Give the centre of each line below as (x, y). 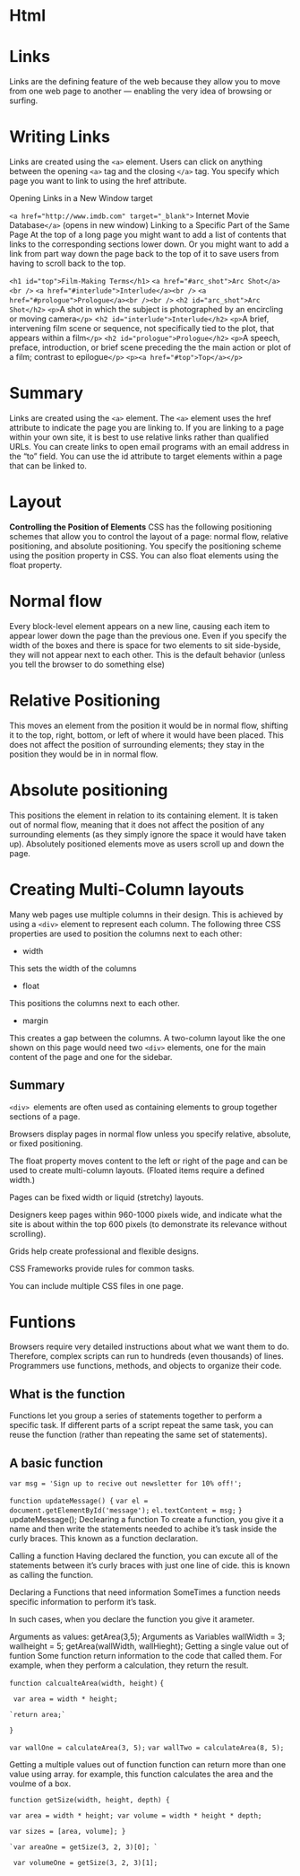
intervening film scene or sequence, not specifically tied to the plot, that (142, 329)
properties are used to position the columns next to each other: (126, 934)
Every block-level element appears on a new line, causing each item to (140, 626)
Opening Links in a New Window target (81, 198)
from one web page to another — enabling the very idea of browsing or (141, 92)
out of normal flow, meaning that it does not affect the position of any (137, 824)
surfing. (24, 101)
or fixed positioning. (46, 1143)
